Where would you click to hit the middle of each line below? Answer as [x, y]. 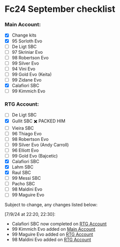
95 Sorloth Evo [27, 41]
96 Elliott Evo [25, 150]
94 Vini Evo [24, 69]
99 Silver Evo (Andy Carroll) [40, 145]
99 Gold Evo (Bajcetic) [35, 156]
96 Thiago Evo [27, 133]
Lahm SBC [23, 167]
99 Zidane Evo [27, 80]
